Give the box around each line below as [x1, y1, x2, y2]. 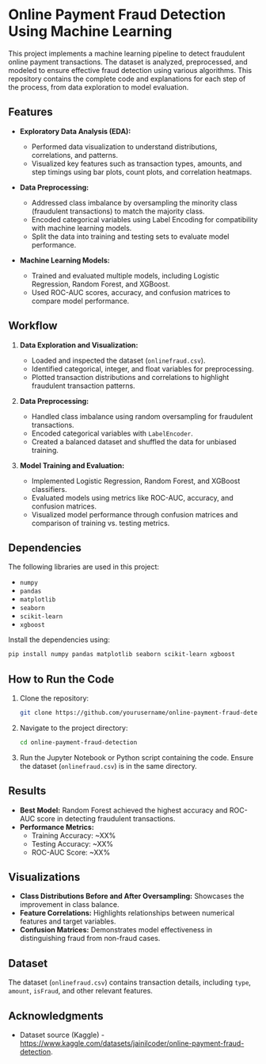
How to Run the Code [8, 672, 115, 686]
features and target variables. [19, 916, 116, 926]
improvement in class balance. [19, 900, 120, 909]
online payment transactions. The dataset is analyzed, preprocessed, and [8, 57, 248, 67]
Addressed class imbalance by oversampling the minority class [31, 198, 237, 207]
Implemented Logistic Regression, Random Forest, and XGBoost [31, 476, 241, 486]
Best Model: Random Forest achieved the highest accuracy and [19, 805, 228, 815]
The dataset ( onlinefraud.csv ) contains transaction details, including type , [8, 978, 252, 987]
